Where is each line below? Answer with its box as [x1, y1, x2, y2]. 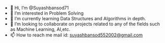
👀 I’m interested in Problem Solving [10, 10, 84, 16]
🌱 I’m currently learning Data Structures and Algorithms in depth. [10, 16, 146, 21]
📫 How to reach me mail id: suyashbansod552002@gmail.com [10, 32, 143, 38]
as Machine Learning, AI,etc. [10, 26, 70, 32]
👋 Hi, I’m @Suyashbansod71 [10, 5, 69, 11]
